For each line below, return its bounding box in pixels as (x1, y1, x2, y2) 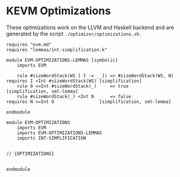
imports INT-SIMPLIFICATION (17, 135, 86, 141)
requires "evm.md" (6, 42, 52, 48)
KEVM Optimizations (6, 4, 111, 18)
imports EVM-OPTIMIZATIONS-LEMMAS (17, 129, 102, 136)
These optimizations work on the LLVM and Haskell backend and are (6, 24, 174, 31)
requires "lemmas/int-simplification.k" (6, 46, 108, 53)
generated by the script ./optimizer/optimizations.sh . (6, 30, 141, 37)
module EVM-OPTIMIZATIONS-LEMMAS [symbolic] (6, 57, 118, 63)
